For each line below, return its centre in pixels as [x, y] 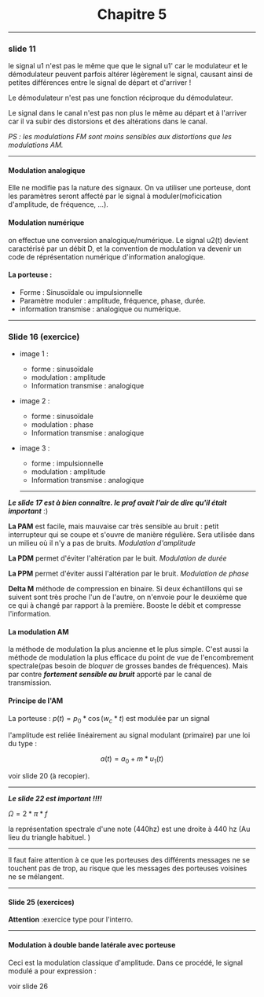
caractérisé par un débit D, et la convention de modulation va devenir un [125, 248]
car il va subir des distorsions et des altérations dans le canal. [108, 121]
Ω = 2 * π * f [28, 814]
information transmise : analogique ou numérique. [100, 309]
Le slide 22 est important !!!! [55, 799]
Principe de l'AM [36, 701]
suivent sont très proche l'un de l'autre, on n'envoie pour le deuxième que [128, 597]
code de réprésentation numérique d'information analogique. [107, 256]
